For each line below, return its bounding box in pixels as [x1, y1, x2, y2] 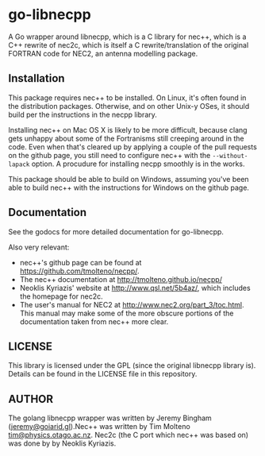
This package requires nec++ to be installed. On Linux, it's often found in [8, 93, 247, 102]
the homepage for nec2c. [19, 292, 103, 301]
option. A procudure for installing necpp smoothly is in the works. [31, 159, 245, 168]
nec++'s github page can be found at [19, 257, 142, 267]
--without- [212, 152, 248, 160]
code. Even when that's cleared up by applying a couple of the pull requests [8, 141, 258, 152]
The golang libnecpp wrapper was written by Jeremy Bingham [8, 413, 212, 423]
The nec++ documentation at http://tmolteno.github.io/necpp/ [19, 274, 222, 284]
